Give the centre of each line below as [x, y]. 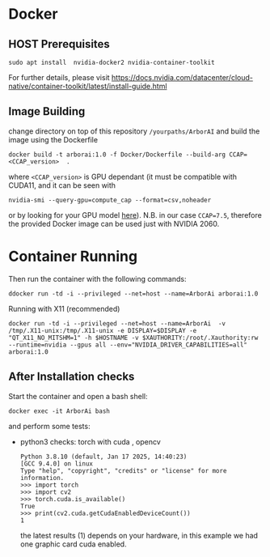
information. [42, 478]
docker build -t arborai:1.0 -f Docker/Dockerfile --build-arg [117, 155]
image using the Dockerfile [53, 139]
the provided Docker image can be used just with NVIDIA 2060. [114, 223]
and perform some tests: [49, 426]
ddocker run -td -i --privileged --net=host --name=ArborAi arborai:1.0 [133, 293]
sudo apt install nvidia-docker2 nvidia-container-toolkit [112, 62]
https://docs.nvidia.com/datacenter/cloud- [182, 77]
